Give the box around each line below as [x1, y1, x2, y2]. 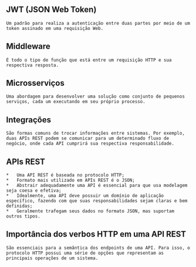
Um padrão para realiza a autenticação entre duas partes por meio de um [6, 20, 191, 26]
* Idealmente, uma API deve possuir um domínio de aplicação [6, 193, 164, 199]
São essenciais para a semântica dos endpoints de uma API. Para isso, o [6, 245, 191, 251]
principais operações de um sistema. [6, 255, 99, 261]
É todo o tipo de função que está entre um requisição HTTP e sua [6, 57, 172, 63]
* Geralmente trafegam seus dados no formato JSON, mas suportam [6, 208, 175, 214]
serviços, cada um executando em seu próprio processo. [6, 99, 146, 105]
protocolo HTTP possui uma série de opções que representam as [6, 250, 164, 256]
